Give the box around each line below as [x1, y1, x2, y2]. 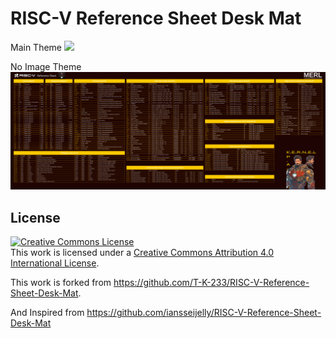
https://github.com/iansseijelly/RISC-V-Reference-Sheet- [86, 307, 322, 319]
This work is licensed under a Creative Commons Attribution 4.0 [10, 247, 275, 259]
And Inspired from [10, 307, 85, 319]
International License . [10, 257, 100, 269]
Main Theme [10, 41, 63, 53]
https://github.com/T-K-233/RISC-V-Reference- [113, 277, 310, 289]
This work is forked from [10, 277, 112, 289]
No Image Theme [10, 60, 82, 72]
